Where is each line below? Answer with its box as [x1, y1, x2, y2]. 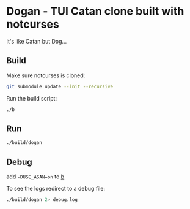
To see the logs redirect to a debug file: [6, 185, 106, 192]
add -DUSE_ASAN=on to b [6, 173, 65, 180]
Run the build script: [6, 94, 57, 102]
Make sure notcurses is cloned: [6, 72, 86, 79]
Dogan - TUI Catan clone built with [6, 4, 185, 18]
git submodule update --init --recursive [6, 83, 114, 89]
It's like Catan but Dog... [6, 37, 67, 45]
